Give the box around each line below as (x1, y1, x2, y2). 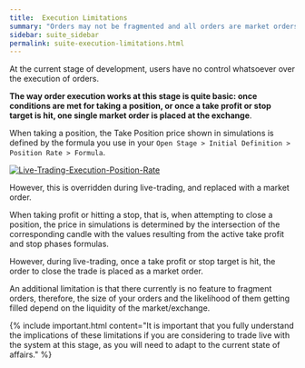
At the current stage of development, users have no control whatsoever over (9, 64, 296, 75)
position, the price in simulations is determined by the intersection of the (9, 219, 280, 230)
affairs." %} (9, 349, 53, 360)
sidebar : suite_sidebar (9, 30, 100, 39)
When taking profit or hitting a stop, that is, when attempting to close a (9, 210, 273, 221)
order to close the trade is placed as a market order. (9, 265, 204, 277)
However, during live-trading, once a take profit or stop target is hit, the (9, 256, 276, 267)
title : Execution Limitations (9, 13, 128, 23)
